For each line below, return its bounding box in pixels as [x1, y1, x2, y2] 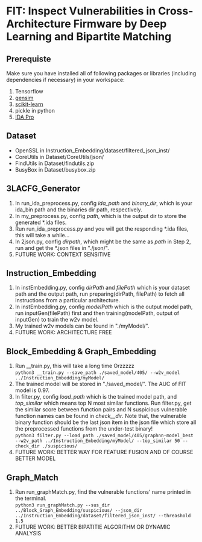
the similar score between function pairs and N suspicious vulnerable [14, 406, 188, 413]
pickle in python [14, 107, 55, 114]
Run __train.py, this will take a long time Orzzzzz [14, 363, 134, 370]
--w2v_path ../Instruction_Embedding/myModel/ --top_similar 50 [14, 438, 180, 444]
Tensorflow [14, 88, 43, 95]
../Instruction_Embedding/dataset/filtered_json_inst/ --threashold [14, 513, 191, 519]
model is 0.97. [14, 387, 50, 394]
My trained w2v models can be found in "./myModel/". [14, 322, 150, 329]
